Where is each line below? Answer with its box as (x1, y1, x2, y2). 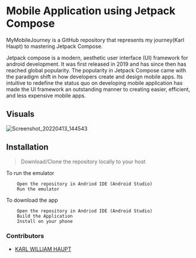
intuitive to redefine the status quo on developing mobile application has (6, 79, 183, 87)
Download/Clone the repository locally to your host (20, 158, 146, 165)
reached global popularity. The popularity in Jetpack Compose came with (6, 66, 186, 74)
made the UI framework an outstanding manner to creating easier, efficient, (6, 85, 191, 93)
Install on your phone (17, 218, 73, 224)
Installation (6, 142, 49, 152)
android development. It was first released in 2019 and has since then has (6, 60, 186, 68)
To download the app (6, 196, 58, 203)
